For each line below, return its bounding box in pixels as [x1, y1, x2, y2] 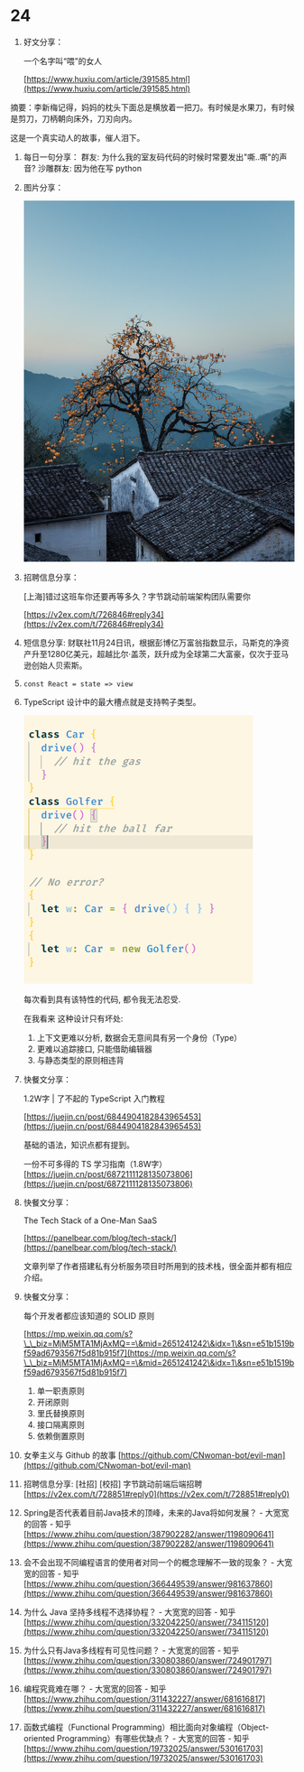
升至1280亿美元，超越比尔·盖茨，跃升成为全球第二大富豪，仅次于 [31, 649, 273, 660]
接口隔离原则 [36, 1419, 85, 1431]
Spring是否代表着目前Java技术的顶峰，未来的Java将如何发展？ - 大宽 [23, 1508, 281, 1518]
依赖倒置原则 [36, 1431, 85, 1442]
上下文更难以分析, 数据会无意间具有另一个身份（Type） [36, 1033, 243, 1044]
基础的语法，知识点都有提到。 [23, 1139, 134, 1151]
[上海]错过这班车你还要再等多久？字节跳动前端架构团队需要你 [23, 591, 252, 602]
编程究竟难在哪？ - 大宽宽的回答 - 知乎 [23, 1684, 167, 1694]
